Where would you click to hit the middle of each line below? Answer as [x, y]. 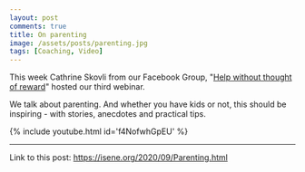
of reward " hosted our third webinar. [77, 87]
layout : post [34, 18]
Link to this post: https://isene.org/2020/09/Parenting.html [119, 158]
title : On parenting [49, 34]
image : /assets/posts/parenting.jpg [79, 43]
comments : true [38, 26]
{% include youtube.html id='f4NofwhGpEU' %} [99, 131]
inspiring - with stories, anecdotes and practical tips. [108, 114]
